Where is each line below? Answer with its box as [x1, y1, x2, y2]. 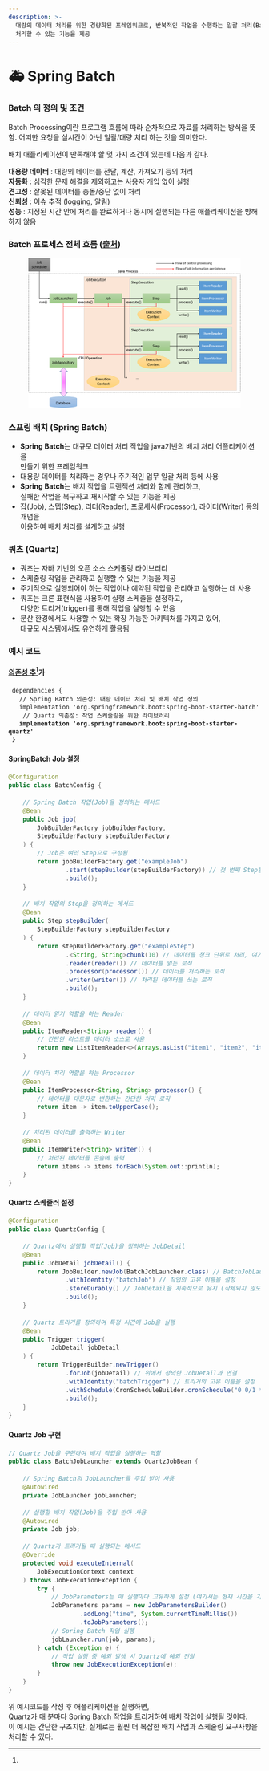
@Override [22, 1551, 56, 1559]
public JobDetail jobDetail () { [22, 1259, 130, 1267]
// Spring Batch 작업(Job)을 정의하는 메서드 [22, 798, 160, 806]
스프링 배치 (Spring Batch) [8, 421, 108, 433]
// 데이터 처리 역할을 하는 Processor [22, 1069, 135, 1077]
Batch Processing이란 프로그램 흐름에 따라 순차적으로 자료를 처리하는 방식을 [8, 122, 248, 132]
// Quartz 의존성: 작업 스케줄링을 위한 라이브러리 [22, 712, 170, 720]
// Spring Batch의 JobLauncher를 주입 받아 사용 [22, 1475, 175, 1483]
